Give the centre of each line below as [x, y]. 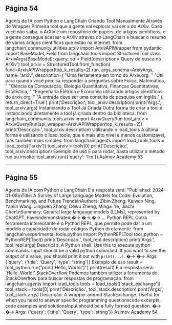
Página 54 [22, 8]
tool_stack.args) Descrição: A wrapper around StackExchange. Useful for [82, 294]
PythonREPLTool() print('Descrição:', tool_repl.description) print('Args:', [80, 240]
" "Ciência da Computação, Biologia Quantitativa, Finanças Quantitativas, [82, 86]
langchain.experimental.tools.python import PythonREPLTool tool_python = [84, 234]
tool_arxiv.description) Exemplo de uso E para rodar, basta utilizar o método [85, 151]
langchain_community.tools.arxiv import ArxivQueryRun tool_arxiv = [77, 118]
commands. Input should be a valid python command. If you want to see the [85, 250]
